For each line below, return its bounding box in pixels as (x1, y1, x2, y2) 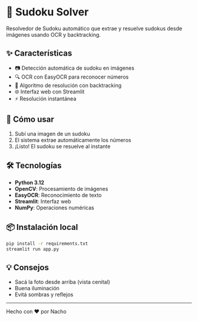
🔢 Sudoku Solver (6, 5, 89, 19)
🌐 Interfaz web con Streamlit (14, 88, 85, 95)
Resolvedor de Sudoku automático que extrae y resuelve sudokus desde (6, 25, 183, 32)
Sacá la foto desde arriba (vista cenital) (14, 278, 111, 286)
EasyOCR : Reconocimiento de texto (14, 192, 102, 199)
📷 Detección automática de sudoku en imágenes (14, 64, 134, 72)
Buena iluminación (14, 284, 60, 291)
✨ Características (6, 48, 72, 59)
